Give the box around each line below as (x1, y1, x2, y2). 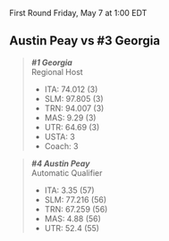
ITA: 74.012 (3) (44, 84, 98, 95)
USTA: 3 (44, 131, 76, 142)
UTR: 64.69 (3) (44, 121, 100, 132)
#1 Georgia (30, 57, 73, 68)
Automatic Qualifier (30, 167, 103, 178)
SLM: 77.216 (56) (44, 194, 107, 204)
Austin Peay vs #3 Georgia (9, 33, 161, 48)
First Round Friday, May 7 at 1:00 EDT (9, 8, 148, 18)
